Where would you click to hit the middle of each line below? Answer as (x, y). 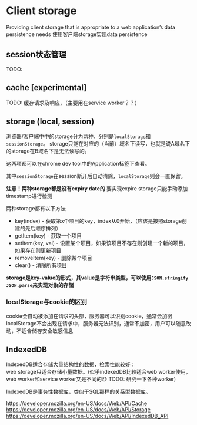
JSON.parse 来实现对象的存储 (40, 285)
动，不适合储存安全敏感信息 (40, 331)
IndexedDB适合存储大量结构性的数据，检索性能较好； (71, 364)
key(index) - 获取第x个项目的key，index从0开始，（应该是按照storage (98, 221)
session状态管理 (36, 55)
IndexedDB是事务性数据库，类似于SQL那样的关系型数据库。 (79, 392)
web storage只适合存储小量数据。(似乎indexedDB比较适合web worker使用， (98, 372)
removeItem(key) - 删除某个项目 (53, 258)
